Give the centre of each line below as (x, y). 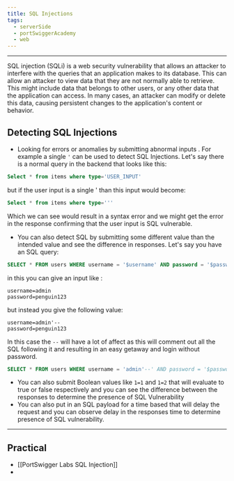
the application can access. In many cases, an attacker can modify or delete (117, 96)
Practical (27, 448)
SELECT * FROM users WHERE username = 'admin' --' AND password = (104, 369)
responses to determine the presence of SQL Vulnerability (101, 397)
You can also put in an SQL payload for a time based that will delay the (118, 404)
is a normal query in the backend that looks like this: (92, 164)
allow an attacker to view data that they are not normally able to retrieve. (111, 81)
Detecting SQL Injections (62, 132)
